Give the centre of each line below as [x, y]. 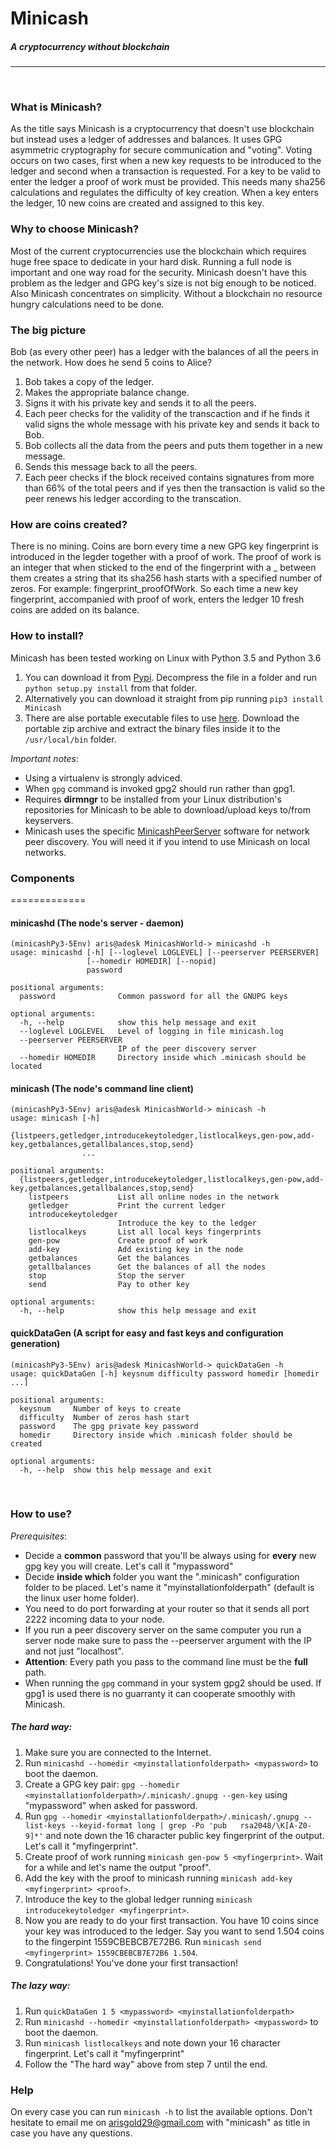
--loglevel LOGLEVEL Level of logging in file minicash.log [151, 1032]
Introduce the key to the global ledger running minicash [138, 1899]
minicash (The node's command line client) [102, 1088]
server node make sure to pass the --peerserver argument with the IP [168, 1640]
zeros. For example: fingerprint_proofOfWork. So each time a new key [154, 589]
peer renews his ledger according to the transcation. [133, 499]
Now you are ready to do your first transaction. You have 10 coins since [172, 1920]
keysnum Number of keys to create [100, 1408]
